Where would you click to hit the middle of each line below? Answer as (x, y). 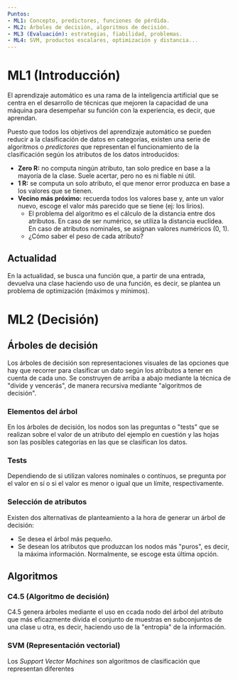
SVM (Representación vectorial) (64, 646)
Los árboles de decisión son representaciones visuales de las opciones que (118, 363)
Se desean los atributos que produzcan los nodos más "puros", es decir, (123, 546)
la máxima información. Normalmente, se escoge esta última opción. (118, 554)
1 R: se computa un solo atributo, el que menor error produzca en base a (124, 184)
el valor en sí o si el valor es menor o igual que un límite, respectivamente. (115, 484)
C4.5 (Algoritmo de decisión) (59, 597)
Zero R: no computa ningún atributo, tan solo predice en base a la (114, 169)
